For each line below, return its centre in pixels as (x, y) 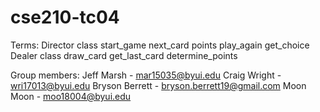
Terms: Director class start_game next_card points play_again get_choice (160, 45)
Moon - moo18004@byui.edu (71, 96)
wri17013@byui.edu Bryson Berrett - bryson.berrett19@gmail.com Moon (158, 85)
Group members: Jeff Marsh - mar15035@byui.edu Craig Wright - (146, 75)
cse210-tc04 (65, 17)
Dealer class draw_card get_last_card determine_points (124, 55)
